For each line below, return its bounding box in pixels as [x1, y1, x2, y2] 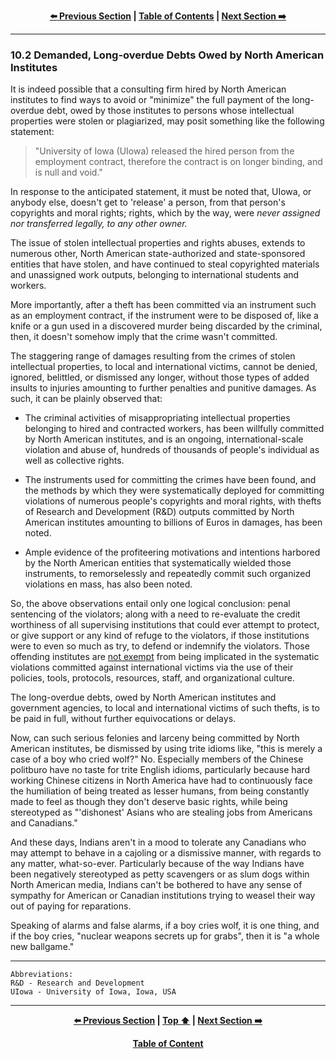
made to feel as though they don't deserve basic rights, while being [10, 796, 288, 808]
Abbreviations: [10, 970, 74, 980]
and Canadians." [10, 817, 78, 829]
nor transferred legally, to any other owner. [10, 218, 188, 230]
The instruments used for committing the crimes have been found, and [24, 474, 317, 486]
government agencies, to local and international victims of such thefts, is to [10, 702, 320, 714]
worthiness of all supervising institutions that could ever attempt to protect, [10, 619, 320, 631]
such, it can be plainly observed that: [10, 393, 163, 405]
